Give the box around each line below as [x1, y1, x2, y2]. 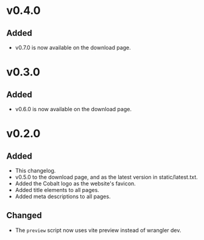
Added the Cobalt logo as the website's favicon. [15, 180, 136, 187]
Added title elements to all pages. [15, 187, 99, 193]
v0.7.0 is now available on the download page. [15, 44, 131, 51]
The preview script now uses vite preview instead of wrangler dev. [15, 226, 181, 234]
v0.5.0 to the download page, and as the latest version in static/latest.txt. [15, 174, 198, 180]
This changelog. [15, 167, 56, 174]
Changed [6, 210, 42, 221]
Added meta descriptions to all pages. [15, 193, 111, 200]
